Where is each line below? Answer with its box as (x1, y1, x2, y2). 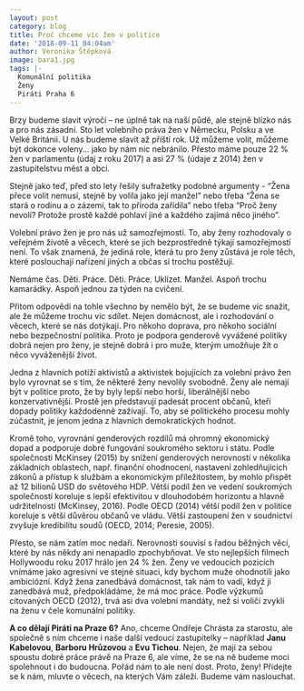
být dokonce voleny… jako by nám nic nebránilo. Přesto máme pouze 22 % (9, 143, 289, 155)
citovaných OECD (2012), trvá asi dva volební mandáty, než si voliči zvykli (9, 595, 285, 606)
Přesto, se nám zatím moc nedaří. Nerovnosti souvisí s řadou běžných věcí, (9, 537, 290, 548)
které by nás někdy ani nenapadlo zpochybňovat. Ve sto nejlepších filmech (9, 546, 289, 557)
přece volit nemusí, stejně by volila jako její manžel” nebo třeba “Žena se (9, 190, 279, 201)
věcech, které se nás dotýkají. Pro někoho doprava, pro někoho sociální (9, 320, 277, 331)
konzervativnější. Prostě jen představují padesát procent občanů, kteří (9, 396, 271, 406)
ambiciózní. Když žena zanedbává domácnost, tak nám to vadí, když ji (9, 576, 272, 586)
